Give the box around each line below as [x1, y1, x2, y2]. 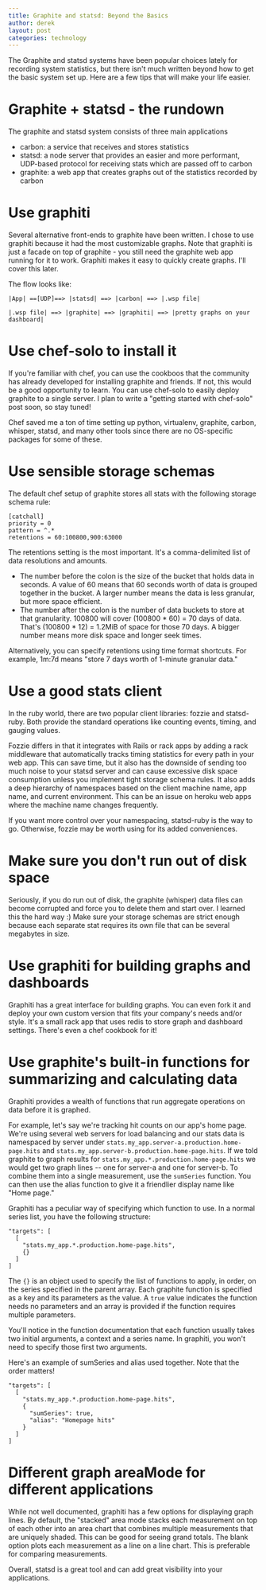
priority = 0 [8, 520, 52, 528]
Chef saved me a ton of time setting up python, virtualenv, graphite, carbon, [8, 418, 256, 427]
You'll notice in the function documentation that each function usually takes [8, 1325, 256, 1335]
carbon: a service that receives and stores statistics [19, 142, 189, 152]
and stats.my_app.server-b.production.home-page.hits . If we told [42, 1145, 258, 1155]
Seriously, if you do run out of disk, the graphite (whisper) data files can [8, 894, 244, 904]
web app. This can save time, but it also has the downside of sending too [8, 758, 248, 767]
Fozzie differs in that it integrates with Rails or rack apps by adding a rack [8, 741, 249, 750]
